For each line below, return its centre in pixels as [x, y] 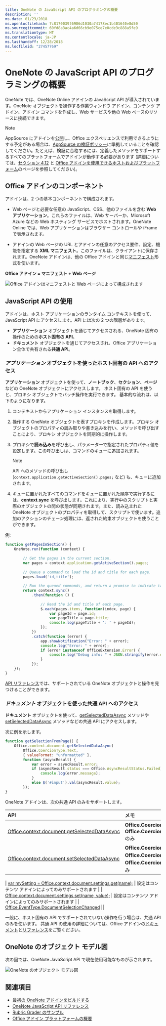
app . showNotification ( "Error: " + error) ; [85, 641]
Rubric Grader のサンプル [38, 1012]
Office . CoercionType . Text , [51, 750]
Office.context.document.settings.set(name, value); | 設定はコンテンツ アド [82, 896]
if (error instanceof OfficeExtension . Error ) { [90, 650]
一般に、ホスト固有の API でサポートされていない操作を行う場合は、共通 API [83, 917]
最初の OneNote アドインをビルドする [51, 1000]
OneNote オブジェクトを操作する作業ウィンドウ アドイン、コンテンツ [84, 106]
